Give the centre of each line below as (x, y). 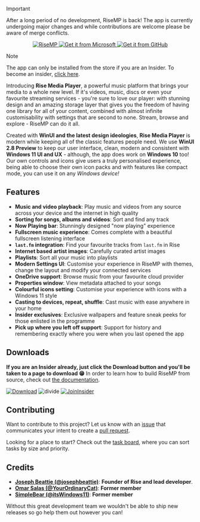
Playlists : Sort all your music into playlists (66, 257)
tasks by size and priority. (38, 448)
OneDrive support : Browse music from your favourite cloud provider (99, 276)
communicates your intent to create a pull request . (68, 431)
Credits (20, 467)
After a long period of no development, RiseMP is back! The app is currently (99, 20)
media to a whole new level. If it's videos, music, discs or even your (89, 92)
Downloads (28, 352)
